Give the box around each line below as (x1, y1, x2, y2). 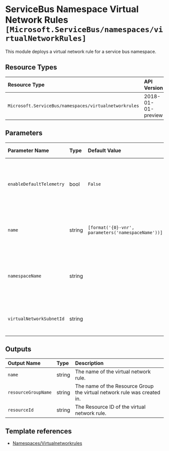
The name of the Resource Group (75, 383, 154, 390)
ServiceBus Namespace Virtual (5, 4, 139, 15)
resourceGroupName (8, 390, 52, 396)
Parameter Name (8, 147, 49, 154)
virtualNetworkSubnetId (8, 316, 65, 322)
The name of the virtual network (75, 368, 151, 375)
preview (144, 112, 163, 119)
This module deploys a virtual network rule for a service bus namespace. (5, 48, 157, 54)
